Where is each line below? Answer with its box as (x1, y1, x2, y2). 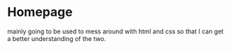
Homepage (7, 4, 73, 20)
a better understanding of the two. (7, 34, 106, 42)
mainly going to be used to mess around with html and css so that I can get (7, 27, 224, 35)
